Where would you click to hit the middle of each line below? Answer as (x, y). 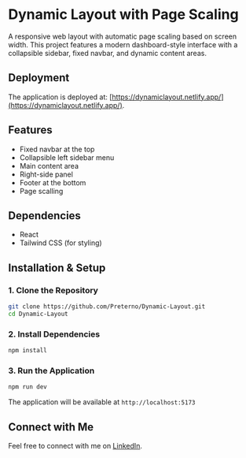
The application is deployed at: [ (60, 97)
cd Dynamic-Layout (38, 314)
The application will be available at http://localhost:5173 (102, 402)
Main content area (49, 166)
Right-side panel (46, 174)
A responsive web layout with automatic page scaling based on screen (123, 36)
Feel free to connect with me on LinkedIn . (75, 445)
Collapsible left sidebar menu (67, 157)
